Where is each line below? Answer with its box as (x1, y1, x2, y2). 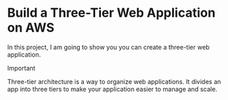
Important (7, 64, 36, 72)
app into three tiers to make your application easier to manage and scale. (7, 85, 218, 93)
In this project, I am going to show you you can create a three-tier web (7, 43, 210, 51)
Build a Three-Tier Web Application (7, 5, 215, 21)
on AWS (7, 20, 55, 36)
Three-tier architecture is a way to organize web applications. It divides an (7, 77, 222, 85)
